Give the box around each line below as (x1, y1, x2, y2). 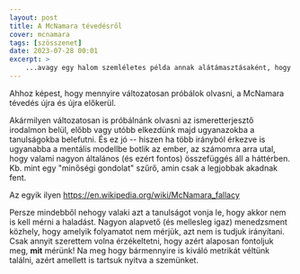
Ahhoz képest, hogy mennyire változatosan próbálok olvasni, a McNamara (9, 87, 285, 99)
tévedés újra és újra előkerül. (9, 97, 117, 108)
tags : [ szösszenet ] (9, 38, 83, 48)
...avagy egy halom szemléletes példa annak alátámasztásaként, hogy (25, 64, 292, 73)
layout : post (9, 13, 58, 22)
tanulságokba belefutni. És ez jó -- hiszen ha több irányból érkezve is (9, 134, 266, 145)
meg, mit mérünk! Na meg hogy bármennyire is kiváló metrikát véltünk (9, 244, 270, 256)
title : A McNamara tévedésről (9, 22, 123, 31)
